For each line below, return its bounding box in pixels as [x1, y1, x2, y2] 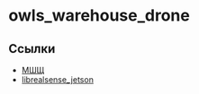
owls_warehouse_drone [8, 5, 190, 26]
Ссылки [8, 41, 56, 56]
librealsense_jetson [21, 74, 94, 85]
